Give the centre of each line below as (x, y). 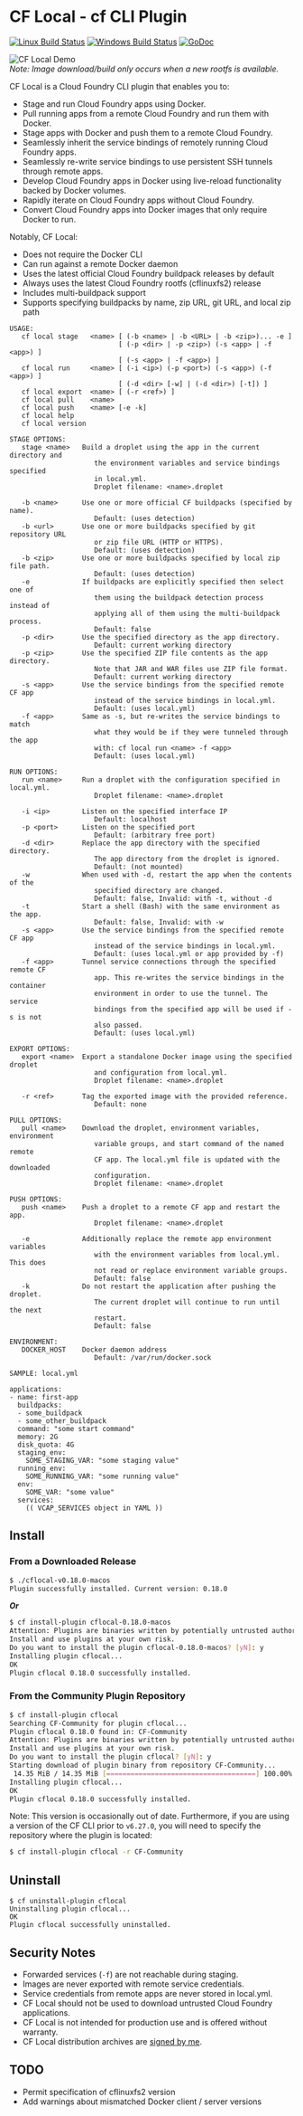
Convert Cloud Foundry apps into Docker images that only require (145, 209)
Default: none (120, 1104)
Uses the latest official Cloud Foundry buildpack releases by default (148, 273)
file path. (30, 566)
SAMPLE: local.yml (44, 1373)
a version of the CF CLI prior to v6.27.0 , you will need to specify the (135, 1826)
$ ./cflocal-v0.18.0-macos (60, 1580)
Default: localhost (131, 819)
